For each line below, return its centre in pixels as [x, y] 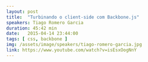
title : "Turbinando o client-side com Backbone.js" [73, 17]
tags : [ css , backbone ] [37, 39]
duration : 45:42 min [32, 28]
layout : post [22, 12]
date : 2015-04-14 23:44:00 [42, 34]
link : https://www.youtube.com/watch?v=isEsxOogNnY [71, 50]
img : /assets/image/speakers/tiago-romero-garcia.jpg [74, 45]
